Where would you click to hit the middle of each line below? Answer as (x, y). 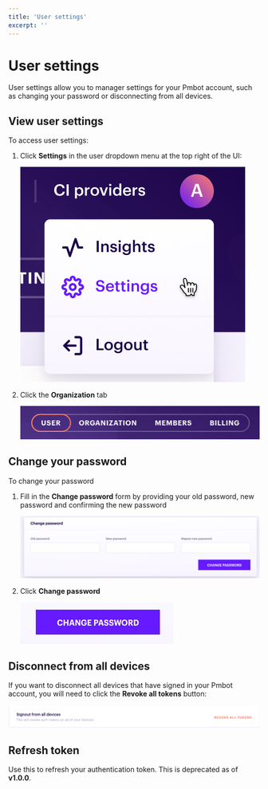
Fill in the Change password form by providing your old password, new (137, 496)
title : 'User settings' (48, 17)
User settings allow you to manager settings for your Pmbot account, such (130, 88)
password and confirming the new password (93, 504)
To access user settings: (49, 140)
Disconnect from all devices (79, 666)
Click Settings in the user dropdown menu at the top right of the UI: (131, 156)
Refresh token (44, 750)
